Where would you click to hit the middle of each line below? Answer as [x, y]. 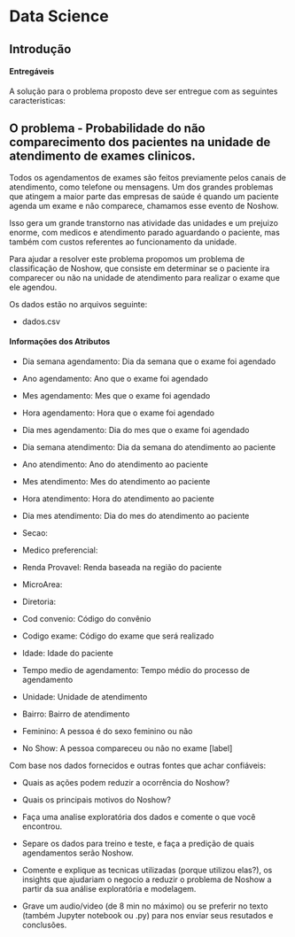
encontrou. [42, 826]
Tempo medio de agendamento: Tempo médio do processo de [136, 670]
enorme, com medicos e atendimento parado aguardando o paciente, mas [145, 232]
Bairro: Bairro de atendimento [76, 714]
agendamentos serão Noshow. [78, 853]
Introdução [40, 49]
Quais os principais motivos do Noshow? [96, 800]
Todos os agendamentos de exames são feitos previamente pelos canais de [147, 177]
